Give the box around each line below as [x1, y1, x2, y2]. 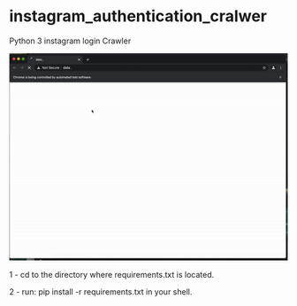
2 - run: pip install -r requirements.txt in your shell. [9, 287, 193, 297]
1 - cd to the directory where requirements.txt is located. [9, 270, 215, 280]
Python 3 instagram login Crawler [9, 35, 132, 46]
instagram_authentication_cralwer [9, 6, 268, 27]
